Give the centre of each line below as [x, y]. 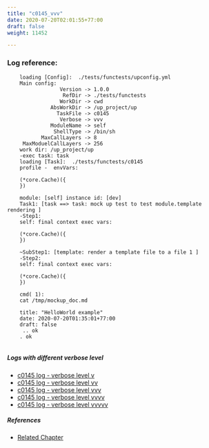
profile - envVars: [49, 167]
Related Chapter [40, 438]
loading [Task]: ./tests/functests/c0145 [81, 162]
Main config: [38, 83]
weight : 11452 [28, 33]
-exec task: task [44, 156]
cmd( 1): [32, 294]
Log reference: [32, 63]
